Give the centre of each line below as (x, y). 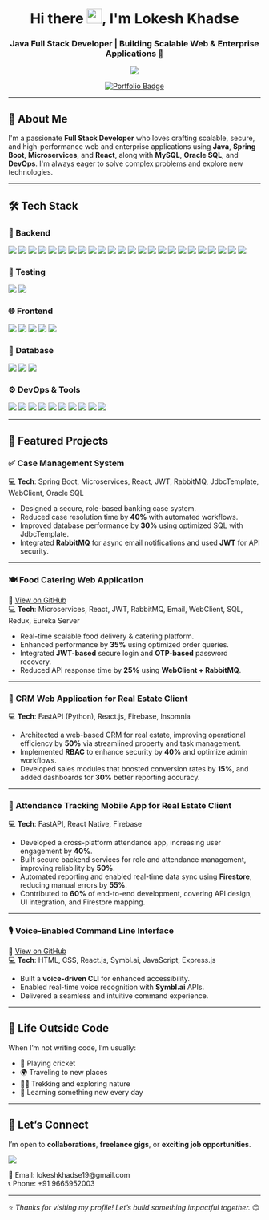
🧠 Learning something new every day (81, 1092)
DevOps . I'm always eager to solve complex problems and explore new (126, 163)
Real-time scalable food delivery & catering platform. (107, 636)
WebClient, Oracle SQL (46, 493)
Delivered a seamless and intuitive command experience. (114, 996)
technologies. (31, 172)
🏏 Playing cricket (48, 1063)
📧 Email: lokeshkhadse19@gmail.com (69, 1174)
